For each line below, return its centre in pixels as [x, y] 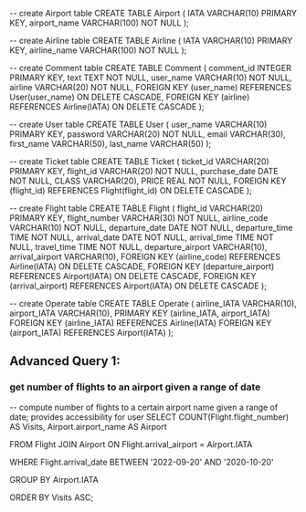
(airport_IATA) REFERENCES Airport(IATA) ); [92, 333]
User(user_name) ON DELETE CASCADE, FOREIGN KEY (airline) [130, 97]
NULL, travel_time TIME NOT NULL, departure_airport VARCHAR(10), [138, 247]
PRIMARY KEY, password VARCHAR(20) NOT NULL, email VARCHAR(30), [148, 134]
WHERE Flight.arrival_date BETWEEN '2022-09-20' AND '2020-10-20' [142, 462]
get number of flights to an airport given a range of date [135, 387]
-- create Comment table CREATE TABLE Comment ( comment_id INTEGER [151, 68]
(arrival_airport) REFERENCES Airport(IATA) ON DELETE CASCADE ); [138, 286]
